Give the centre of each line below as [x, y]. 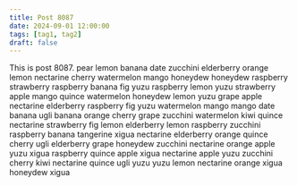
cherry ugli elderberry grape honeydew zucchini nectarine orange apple [142, 144]
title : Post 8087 [42, 17]
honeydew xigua [40, 173]
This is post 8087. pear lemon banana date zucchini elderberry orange [139, 68]
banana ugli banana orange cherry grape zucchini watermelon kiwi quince [146, 115]
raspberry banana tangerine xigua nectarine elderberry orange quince [139, 134]
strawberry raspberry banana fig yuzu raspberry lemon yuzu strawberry [142, 87]
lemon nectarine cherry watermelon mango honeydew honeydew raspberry [149, 78]
